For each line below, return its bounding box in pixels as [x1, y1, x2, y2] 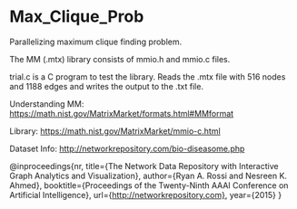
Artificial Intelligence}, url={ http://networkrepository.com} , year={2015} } [9, 189, 282, 200]
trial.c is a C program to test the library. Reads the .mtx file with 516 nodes [9, 71, 286, 82]
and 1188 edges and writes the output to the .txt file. [9, 81, 204, 91]
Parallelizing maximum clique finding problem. [9, 36, 183, 47]
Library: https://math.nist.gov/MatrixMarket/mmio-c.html [9, 125, 221, 137]
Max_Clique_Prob [9, 6, 144, 27]
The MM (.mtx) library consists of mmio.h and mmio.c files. [9, 53, 231, 64]
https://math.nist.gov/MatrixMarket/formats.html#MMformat [9, 108, 234, 119]
